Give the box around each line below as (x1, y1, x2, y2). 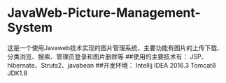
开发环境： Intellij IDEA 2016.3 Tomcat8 (103, 61, 216, 69)
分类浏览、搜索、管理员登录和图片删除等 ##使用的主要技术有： (7, 52, 189, 61)
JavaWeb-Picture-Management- (7, 5, 201, 21)
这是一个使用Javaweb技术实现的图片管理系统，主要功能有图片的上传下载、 (7, 43, 224, 52)
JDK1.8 (7, 68, 28, 77)
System (7, 20, 53, 36)
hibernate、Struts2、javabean (7, 61, 94, 69)
